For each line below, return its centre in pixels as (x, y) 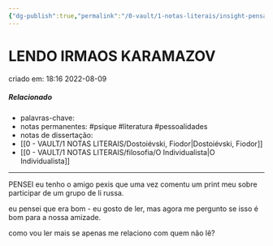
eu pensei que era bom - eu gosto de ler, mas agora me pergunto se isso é (133, 209)
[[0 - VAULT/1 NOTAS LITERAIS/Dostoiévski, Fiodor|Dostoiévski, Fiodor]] (141, 144)
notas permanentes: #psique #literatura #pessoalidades (114, 126)
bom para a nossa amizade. (55, 217)
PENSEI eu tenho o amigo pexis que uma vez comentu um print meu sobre (133, 184)
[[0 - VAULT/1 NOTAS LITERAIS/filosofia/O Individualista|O (117, 152)
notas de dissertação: (56, 135)
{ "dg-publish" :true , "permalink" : (65, 16)
